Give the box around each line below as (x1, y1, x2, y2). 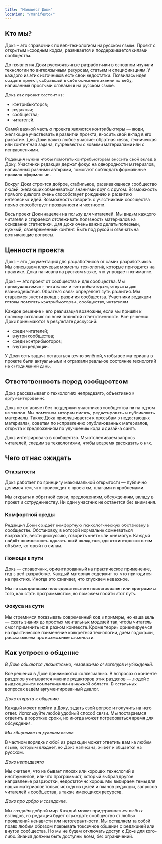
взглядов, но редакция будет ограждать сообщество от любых (5, 813, 136, 819)
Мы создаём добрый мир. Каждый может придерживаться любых (5, 808, 143, 813)
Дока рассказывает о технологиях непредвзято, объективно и (5, 390, 135, 396)
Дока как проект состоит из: (5, 92, 64, 98)
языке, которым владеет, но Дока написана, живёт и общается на (5, 745, 142, 750)
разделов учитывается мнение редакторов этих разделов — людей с (5, 676, 149, 682)
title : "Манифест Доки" (5, 7, 53, 12)
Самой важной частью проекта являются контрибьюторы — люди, (5, 127, 144, 132)
